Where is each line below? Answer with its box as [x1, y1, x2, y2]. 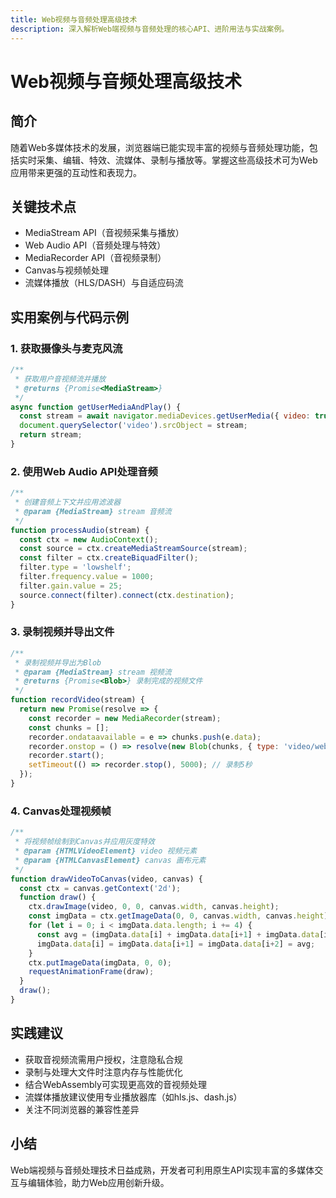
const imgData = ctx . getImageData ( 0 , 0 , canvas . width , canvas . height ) [28, 911, 329, 921]
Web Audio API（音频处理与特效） [24, 239, 167, 251]
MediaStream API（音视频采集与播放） [24, 227, 185, 239]
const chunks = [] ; [28, 722, 110, 733]
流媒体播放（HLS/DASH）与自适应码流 [24, 277, 184, 289]
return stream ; [19, 430, 83, 440]
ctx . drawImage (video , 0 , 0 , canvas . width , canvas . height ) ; [28, 902, 280, 912]
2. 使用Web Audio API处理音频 [10, 464, 158, 478]
